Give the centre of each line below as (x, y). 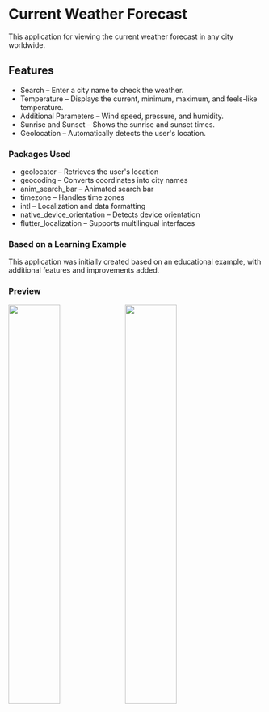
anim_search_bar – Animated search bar (87, 189)
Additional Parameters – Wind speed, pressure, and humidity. (122, 116)
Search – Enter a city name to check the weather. (102, 90)
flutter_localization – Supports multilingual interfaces (107, 223)
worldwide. (27, 44)
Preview (25, 291)
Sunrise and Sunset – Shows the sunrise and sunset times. (118, 124)
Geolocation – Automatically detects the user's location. (113, 133)
